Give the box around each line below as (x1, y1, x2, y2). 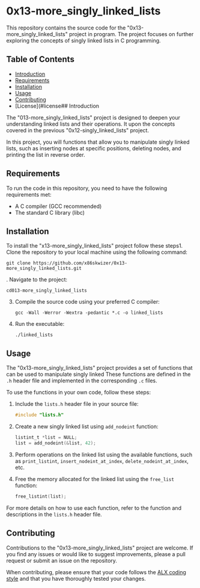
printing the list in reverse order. (6, 151, 85, 158)
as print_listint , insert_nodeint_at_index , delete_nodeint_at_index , (14, 457, 189, 464)
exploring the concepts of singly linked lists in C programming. (6, 37, 161, 44)
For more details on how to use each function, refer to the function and (6, 504, 182, 512)
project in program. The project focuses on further (68, 30, 194, 37)
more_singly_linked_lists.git (6, 266, 82, 272)
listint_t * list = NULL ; (14, 435, 77, 441)
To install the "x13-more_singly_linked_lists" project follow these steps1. (6, 242, 183, 250)
